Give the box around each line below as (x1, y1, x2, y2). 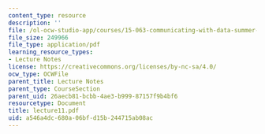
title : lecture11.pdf (8, 107, 80, 115)
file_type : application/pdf (8, 41, 101, 49)
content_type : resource (8, 11, 87, 20)
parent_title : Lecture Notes (8, 77, 104, 85)
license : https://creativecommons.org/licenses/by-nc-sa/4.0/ (8, 63, 217, 71)
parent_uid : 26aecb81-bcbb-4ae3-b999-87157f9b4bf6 (8, 92, 178, 100)
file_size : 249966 (8, 33, 69, 42)
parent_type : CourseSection (8, 84, 101, 93)
